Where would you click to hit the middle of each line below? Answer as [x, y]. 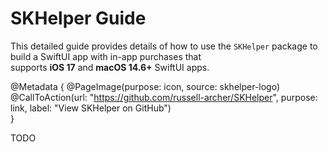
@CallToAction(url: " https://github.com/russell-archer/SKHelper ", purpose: [164, 97]
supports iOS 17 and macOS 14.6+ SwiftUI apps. [110, 67]
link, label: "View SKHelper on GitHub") [91, 108]
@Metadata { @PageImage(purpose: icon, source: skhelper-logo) [145, 86]
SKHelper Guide [78, 18]
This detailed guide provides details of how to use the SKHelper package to [164, 46]
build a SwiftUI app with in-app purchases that [106, 56]
